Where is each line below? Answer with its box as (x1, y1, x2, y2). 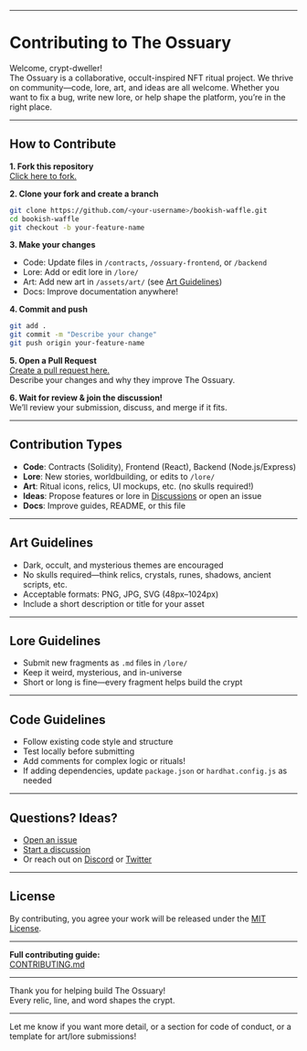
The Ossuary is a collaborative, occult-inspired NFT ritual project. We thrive (9, 72, 294, 83)
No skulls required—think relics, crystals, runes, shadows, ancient (22, 568, 271, 580)
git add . (9, 322, 48, 331)
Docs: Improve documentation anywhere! (22, 286, 179, 297)
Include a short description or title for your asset (22, 598, 205, 609)
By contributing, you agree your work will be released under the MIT (9, 913, 267, 924)
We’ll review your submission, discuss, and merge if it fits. (9, 402, 228, 412)
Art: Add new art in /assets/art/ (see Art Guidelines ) (22, 276, 223, 288)
